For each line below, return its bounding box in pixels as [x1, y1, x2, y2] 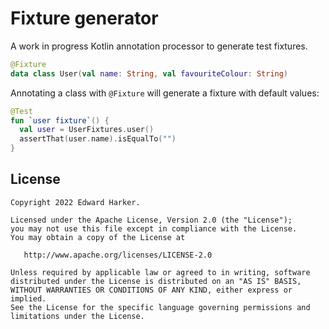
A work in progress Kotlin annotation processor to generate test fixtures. [10, 40, 308, 52]
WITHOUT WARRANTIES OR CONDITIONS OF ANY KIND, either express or [10, 285, 293, 295]
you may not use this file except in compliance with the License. [10, 223, 298, 234]
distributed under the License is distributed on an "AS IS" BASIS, [10, 276, 302, 286]
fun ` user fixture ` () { [10, 115, 110, 126]
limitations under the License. [10, 311, 145, 321]
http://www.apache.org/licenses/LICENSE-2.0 [23, 250, 213, 260]
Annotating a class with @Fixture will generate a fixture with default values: [10, 87, 320, 99]
